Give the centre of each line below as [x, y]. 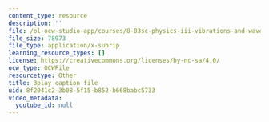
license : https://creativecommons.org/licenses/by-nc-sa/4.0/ [114, 61]
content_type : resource [48, 16]
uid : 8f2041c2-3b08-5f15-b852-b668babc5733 [82, 90]
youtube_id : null [44, 105]
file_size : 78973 [37, 38]
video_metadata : [35, 98]
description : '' [35, 23]
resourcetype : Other [43, 75]
